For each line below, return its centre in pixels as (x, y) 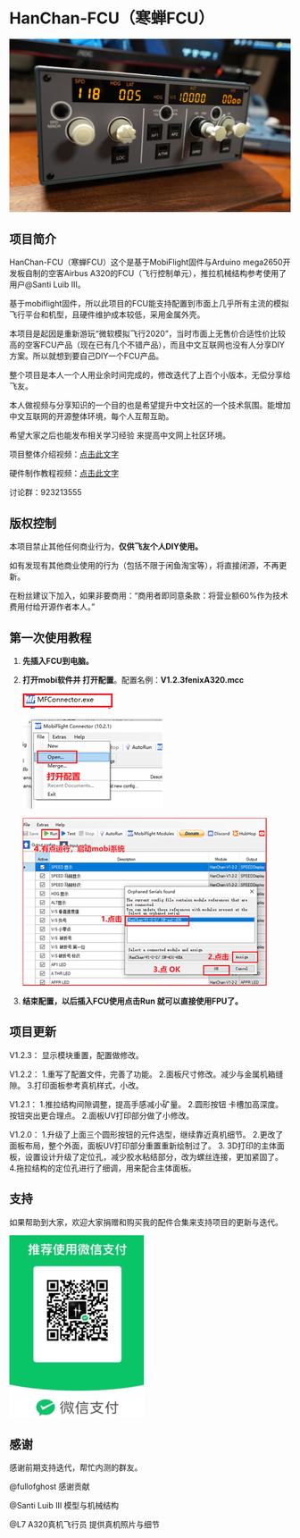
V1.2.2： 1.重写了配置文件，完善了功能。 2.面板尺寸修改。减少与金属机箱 (142, 1074)
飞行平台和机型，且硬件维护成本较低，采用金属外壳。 (107, 315)
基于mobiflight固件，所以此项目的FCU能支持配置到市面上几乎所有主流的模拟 (149, 304)
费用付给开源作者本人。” (52, 607)
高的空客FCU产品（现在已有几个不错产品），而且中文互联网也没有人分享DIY (147, 345)
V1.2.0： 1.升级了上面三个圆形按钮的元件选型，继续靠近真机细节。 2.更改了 (146, 1134)
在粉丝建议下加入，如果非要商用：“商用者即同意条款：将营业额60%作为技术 (149, 596)
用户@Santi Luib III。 (47, 285)
